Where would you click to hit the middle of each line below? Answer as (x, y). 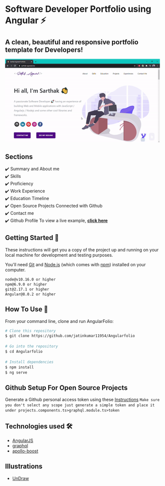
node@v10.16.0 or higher (30, 279)
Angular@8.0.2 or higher (30, 294)
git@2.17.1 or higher (27, 289)
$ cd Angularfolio (24, 352)
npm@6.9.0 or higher (26, 284)
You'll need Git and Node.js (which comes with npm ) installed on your (76, 264)
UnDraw (21, 478)
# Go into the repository (31, 347)
